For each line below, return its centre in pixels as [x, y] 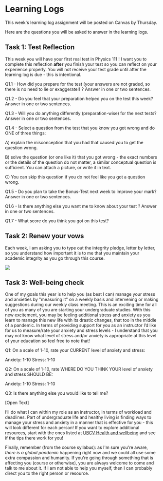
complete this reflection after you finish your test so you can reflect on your [81, 64]
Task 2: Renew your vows [45, 236]
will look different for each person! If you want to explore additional [72, 428]
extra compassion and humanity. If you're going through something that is [79, 458]
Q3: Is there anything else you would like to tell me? [57, 393]
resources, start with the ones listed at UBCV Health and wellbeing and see [80, 433]
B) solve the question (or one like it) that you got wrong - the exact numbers [81, 157]
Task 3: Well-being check [45, 282]
